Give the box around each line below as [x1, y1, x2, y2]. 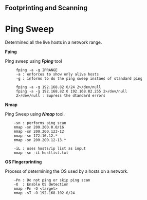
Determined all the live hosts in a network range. [5, 39, 102, 45]
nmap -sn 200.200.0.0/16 [14, 125, 64, 130]
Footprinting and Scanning [5, 4, 88, 12]
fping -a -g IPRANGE [16, 68, 57, 73]
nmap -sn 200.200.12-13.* [14, 138, 67, 143]
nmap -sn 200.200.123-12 [14, 129, 64, 134]
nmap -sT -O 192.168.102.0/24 [14, 191, 75, 196]
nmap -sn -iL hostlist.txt [14, 150, 69, 155]
